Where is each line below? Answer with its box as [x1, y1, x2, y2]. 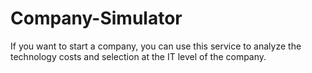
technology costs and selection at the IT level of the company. [10, 50, 267, 62]
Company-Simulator [10, 7, 183, 30]
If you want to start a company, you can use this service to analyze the [10, 40, 302, 52]
